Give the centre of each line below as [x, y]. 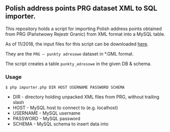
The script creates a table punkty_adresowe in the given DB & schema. [79, 64]
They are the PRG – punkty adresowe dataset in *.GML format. [70, 54]
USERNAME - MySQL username [47, 113]
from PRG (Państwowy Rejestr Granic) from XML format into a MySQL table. [85, 34]
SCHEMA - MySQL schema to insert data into [60, 124]
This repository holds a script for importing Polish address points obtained [84, 29]
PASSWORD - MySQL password [46, 119]
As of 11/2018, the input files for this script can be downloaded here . [77, 44]
